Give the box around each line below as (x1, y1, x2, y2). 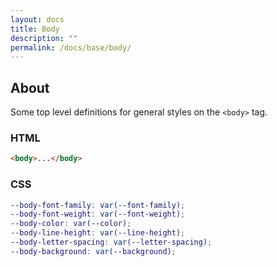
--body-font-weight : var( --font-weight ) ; (10, 209, 186, 220)
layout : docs (10, 14, 65, 25)
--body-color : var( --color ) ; (10, 219, 132, 229)
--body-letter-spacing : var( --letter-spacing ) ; (10, 237, 213, 248)
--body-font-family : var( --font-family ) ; (10, 200, 186, 210)
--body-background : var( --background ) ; (10, 246, 177, 256)
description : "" (10, 33, 78, 43)
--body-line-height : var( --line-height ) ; (10, 228, 186, 238)
